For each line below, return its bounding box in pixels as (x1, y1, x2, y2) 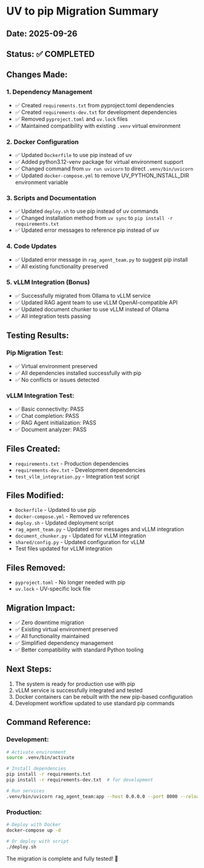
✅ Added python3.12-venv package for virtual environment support (15, 158, 184, 165)
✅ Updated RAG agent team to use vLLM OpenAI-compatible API (15, 298, 178, 306)
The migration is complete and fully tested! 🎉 (6, 855, 118, 862)
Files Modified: (6, 490, 64, 501)
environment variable (15, 178, 69, 186)
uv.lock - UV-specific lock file (15, 585, 91, 593)
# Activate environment (6, 749, 67, 755)
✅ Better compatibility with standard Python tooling (15, 646, 144, 653)
